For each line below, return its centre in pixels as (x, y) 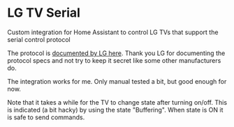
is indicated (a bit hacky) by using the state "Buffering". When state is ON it (115, 110)
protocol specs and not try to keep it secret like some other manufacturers (114, 60)
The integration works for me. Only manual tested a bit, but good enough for (117, 81)
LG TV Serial (44, 13)
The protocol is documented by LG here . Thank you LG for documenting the (116, 53)
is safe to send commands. (46, 117)
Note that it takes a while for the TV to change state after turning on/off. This (117, 102)
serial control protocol (39, 39)
